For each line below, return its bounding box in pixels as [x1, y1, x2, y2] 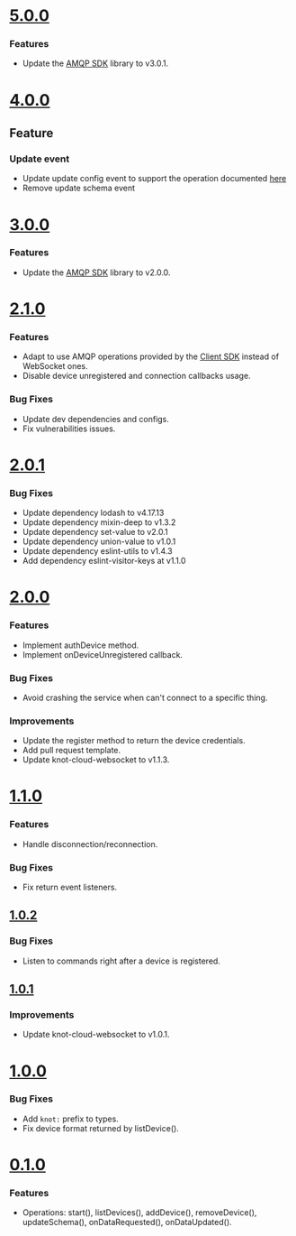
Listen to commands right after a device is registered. [22, 955, 220, 966]
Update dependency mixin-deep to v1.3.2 [22, 517, 176, 528]
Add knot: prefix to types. [22, 1113, 119, 1124]
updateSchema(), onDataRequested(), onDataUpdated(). [22, 1217, 232, 1228]
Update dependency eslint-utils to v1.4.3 [22, 546, 173, 557]
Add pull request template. [22, 745, 121, 756]
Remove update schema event [22, 182, 136, 194]
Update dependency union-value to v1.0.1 [22, 536, 176, 547]
